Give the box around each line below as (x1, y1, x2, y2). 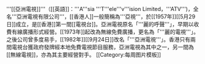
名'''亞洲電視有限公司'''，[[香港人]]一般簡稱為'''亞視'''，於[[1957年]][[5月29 (6, 13, 196, 20)
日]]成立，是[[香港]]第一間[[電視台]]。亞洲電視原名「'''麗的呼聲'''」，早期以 (6, 21, 194, 27)
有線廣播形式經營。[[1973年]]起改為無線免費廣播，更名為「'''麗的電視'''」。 (11, 28, 199, 35)
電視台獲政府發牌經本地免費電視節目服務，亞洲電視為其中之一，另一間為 (11, 43, 194, 51)
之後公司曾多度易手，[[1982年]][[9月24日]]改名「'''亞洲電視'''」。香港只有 (6, 36, 191, 43)
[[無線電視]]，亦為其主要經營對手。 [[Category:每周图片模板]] (6, 51, 161, 58)
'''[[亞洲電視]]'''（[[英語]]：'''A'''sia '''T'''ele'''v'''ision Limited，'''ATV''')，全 (6, 5, 199, 12)
